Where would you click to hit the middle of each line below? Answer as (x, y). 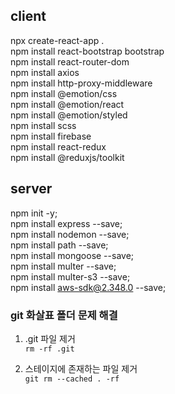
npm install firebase (51, 136)
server (31, 189)
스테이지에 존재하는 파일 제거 (81, 368)
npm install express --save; (66, 223)
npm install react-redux (58, 146)
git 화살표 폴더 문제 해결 (64, 315)
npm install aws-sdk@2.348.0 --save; (88, 287)
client (28, 16)
